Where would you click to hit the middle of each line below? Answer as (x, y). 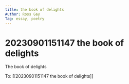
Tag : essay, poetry (25, 19)
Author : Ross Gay (23, 14)
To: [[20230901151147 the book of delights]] (49, 76)
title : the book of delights (35, 10)
